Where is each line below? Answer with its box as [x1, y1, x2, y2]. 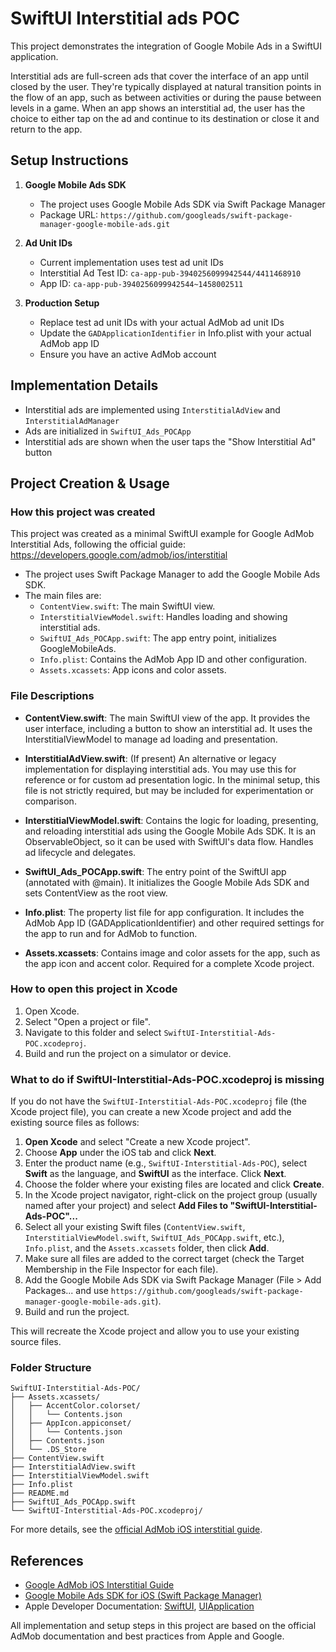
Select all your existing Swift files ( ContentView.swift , [24, 1221, 246, 1233]
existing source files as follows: [10, 1117, 140, 1129]
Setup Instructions [10, 152, 129, 169]
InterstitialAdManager [24, 416, 120, 426]
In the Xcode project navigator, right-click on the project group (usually [24, 1189, 318, 1201]
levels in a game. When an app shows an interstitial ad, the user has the [10, 102, 306, 114]
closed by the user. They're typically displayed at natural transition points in [10, 80, 322, 92]
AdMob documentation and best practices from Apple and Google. [10, 1630, 285, 1642]
